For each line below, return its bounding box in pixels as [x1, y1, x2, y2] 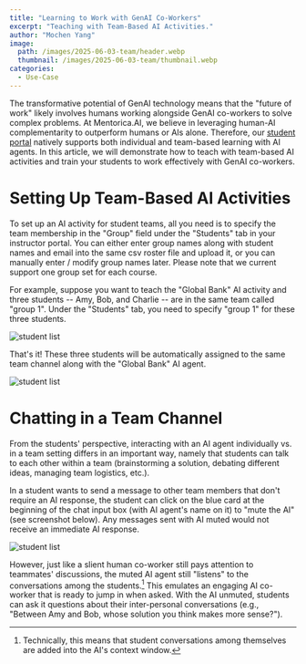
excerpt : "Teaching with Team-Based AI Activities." [9, 22, 214, 31]
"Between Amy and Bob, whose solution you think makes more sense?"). [9, 608, 283, 620]
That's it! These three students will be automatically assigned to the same [9, 348, 286, 359]
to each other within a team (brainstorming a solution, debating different [9, 457, 280, 468]
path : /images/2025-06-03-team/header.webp [17, 47, 185, 57]
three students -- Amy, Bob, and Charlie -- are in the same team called [9, 294, 275, 305]
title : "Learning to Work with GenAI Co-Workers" [9, 13, 202, 23]
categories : [9, 65, 55, 74]
